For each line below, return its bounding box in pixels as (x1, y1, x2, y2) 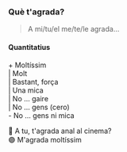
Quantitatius (8, 42, 51, 51)
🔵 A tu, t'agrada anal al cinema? (8, 126, 112, 135)
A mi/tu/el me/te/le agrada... (27, 25, 120, 34)
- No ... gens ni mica (8, 110, 75, 120)
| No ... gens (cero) (8, 102, 70, 112)
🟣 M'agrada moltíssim (8, 135, 82, 144)
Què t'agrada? (8, 6, 65, 17)
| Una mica (8, 85, 44, 95)
